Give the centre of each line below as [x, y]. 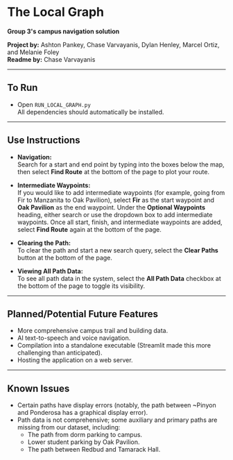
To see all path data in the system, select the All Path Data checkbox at [119, 278]
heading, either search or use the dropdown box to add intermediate [115, 214]
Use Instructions [44, 140]
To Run [23, 88]
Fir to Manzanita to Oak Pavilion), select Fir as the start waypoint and [116, 200]
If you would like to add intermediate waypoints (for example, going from [121, 192]
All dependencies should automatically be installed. [90, 112]
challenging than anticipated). [60, 353]
